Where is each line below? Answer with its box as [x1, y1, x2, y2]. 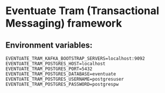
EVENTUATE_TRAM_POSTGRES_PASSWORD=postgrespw [5, 81, 119, 87]
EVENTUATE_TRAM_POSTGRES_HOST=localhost [5, 61, 106, 67]
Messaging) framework [5, 16, 122, 30]
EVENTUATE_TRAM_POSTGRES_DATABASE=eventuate [5, 71, 116, 77]
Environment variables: [5, 40, 93, 50]
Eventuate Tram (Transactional [5, 4, 160, 18]
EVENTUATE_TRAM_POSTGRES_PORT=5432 [5, 66, 93, 72]
